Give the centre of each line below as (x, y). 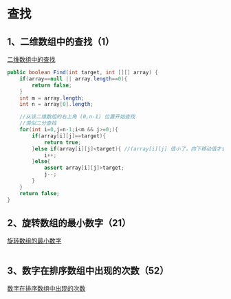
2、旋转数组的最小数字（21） (69, 223)
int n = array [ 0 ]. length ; (57, 104)
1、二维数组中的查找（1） (61, 42)
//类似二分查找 (38, 123)
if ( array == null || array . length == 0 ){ (74, 79)
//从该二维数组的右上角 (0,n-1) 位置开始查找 (77, 117)
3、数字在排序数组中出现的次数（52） (88, 270)
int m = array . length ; (52, 98)
